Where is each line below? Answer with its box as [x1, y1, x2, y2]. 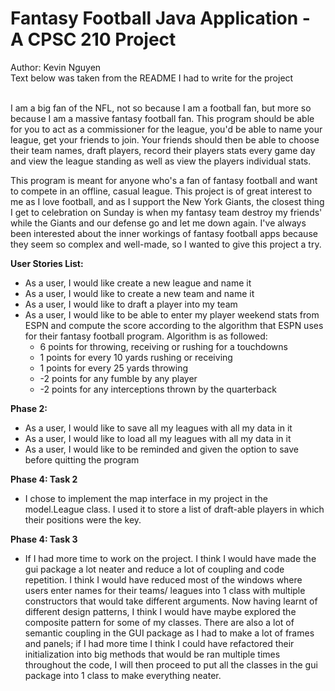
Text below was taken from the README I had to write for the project [10, 72, 294, 84]
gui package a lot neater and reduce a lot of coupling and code [24, 563, 285, 575]
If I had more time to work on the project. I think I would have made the [24, 552, 317, 564]
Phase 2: [10, 402, 48, 414]
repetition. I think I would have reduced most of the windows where [24, 573, 303, 586]
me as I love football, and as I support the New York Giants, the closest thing [10, 195, 325, 207]
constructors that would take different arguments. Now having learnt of [24, 595, 318, 607]
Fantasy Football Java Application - [10, 7, 311, 30]
